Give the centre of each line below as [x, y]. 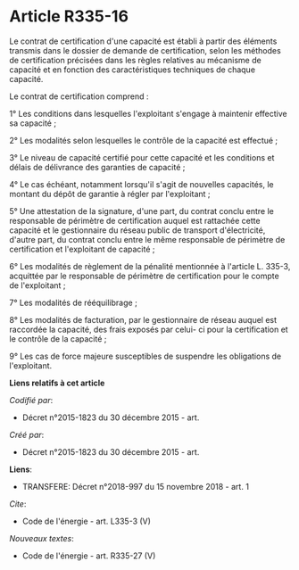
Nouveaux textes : [42, 538]
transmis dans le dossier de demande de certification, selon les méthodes [145, 50]
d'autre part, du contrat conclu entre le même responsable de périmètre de [147, 239]
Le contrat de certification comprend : [79, 96]
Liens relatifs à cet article [57, 383]
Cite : [18, 504]
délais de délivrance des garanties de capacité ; [97, 167]
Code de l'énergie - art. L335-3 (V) [87, 521]
